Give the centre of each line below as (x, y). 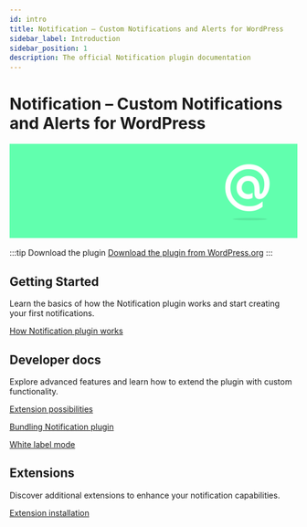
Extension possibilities (51, 409)
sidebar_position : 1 (49, 48)
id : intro (28, 19)
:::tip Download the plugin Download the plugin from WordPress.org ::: (141, 253)
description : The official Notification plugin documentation (130, 58)
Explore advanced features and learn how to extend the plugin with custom (151, 382)
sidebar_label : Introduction (65, 38)
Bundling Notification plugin (62, 427)
